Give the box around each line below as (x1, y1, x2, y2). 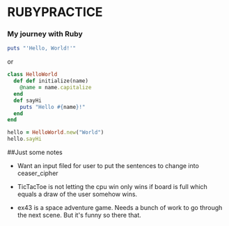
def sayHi (13, 97, 42, 104)
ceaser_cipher (17, 169, 58, 178)
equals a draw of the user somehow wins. (17, 190, 138, 199)
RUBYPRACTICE (7, 4, 103, 20)
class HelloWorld (7, 71, 58, 78)
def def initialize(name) (13, 77, 89, 84)
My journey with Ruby (7, 29, 84, 39)
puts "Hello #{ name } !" (19, 103, 86, 110)
